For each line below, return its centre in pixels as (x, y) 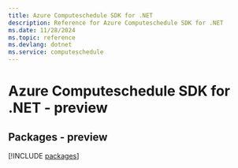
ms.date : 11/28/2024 (42, 30)
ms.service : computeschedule (56, 52)
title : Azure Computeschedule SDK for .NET (81, 15)
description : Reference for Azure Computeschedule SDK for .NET (116, 23)
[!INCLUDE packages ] (44, 156)
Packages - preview (58, 137)
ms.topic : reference (42, 37)
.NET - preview (58, 108)
